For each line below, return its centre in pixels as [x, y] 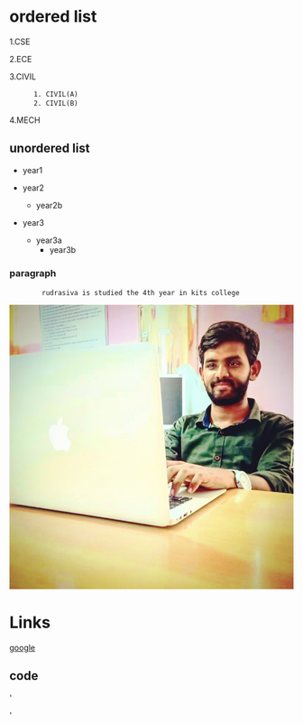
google [23, 647]
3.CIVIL [23, 76]
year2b [49, 205]
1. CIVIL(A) [55, 94]
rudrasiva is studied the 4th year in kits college [141, 293]
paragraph [33, 273]
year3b [63, 249]
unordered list [50, 149]
